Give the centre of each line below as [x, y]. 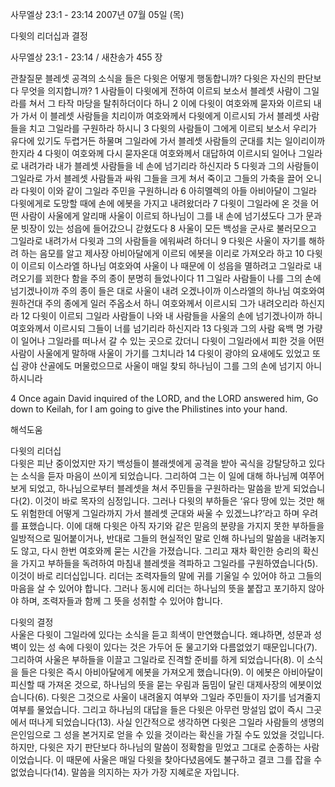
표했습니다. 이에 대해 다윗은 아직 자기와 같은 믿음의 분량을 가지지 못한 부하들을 [172, 526]
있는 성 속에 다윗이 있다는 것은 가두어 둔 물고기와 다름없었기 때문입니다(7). [173, 647]
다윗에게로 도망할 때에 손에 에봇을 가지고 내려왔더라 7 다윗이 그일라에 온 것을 [159, 203]
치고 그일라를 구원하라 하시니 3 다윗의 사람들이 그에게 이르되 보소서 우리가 [172, 128]
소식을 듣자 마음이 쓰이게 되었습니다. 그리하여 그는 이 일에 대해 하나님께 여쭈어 [172, 476]
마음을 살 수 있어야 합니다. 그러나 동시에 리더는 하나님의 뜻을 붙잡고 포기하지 [158, 588]
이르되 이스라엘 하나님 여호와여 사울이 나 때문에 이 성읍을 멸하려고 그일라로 [166, 266]
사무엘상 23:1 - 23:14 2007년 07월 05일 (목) [97, 14]
